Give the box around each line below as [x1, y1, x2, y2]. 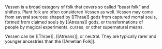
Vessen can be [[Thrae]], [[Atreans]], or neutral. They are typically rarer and [5, 33, 157, 39]
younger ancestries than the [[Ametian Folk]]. [5, 39, 96, 44]
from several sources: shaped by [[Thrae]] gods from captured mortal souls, [5, 14, 157, 20]
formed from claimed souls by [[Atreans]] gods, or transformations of [5, 19, 144, 25]
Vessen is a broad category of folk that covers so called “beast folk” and [5, 4, 149, 10]
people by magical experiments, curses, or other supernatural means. [5, 24, 144, 30]
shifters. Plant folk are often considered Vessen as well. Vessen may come [5, 9, 153, 15]
